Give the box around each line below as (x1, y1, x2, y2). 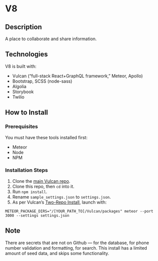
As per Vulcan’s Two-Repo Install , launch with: (12, 199, 107, 205)
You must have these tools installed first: (5, 134, 88, 140)
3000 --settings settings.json (5, 213, 70, 218)
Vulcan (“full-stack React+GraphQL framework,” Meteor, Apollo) (12, 73, 143, 79)
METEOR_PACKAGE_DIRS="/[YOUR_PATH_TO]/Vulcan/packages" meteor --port (5, 209, 154, 213)
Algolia (12, 83, 27, 89)
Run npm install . (12, 189, 48, 195)
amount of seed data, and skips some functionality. (5, 250, 110, 256)
